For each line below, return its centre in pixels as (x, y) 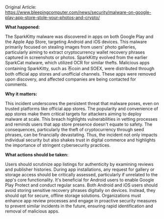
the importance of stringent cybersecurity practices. (58, 145)
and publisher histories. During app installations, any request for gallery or (80, 169)
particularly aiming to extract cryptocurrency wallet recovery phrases (75, 52)
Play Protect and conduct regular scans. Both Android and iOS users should (82, 185)
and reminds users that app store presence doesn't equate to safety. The (79, 124)
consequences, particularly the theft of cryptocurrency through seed (75, 129)
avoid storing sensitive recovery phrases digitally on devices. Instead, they (80, 190)
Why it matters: (21, 94)
